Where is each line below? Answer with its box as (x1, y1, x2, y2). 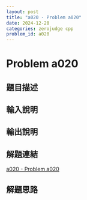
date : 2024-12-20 (6, 20, 50, 26)
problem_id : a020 (6, 31, 50, 37)
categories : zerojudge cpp (6, 25, 74, 32)
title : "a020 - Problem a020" (6, 14, 82, 20)
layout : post (6, 8, 39, 15)
